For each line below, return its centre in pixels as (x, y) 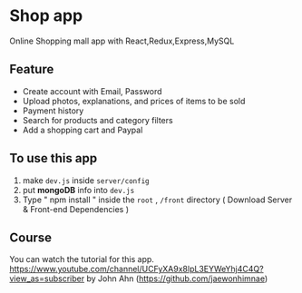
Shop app (46, 16)
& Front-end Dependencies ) (76, 209)
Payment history (53, 111)
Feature (32, 69)
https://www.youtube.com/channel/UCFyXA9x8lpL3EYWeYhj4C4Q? (137, 269)
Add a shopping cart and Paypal (83, 130)
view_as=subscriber (47, 278)
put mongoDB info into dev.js (78, 190)
